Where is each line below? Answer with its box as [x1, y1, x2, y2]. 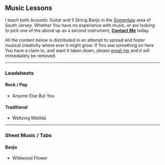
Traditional [5, 104, 28, 110]
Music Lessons [5, 4, 53, 12]
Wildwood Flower [12, 155, 48, 161]
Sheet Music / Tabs [5, 132, 52, 139]
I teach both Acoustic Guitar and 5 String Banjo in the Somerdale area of [5, 17, 151, 23]
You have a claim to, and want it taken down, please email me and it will [5, 47, 150, 53]
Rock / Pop [5, 82, 28, 88]
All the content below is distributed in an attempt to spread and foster [5, 37, 146, 43]
